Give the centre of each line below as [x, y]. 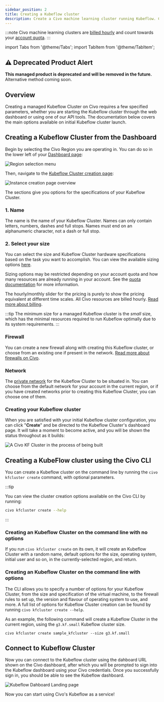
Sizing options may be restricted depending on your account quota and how [82, 274]
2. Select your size [27, 244]
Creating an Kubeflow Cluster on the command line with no [76, 532]
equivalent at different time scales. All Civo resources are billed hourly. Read [82, 299]
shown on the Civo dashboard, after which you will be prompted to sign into [81, 665]
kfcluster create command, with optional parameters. [60, 477]
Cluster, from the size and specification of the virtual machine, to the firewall [82, 594]
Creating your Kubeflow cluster [43, 409]
